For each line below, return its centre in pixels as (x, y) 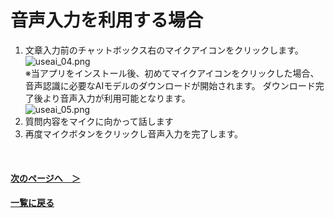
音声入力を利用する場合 (107, 20)
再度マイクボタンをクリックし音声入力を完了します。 (134, 133)
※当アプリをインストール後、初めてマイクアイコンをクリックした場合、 (172, 73)
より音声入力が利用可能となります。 (116, 98)
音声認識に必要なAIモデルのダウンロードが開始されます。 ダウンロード (170, 85)
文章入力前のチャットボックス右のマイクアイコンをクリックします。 (164, 50)
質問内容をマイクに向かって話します (99, 121)
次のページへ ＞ (45, 178)
